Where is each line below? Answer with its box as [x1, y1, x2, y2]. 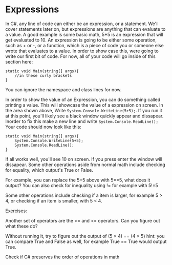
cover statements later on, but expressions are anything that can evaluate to [5, 26, 166, 32]
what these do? [5, 223, 38, 229]
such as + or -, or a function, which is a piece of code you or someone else [5, 42, 164, 48]
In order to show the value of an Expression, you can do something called [5, 96, 161, 103]
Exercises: [5, 208, 27, 214]
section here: [5, 58, 33, 65]
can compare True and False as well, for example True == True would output [5, 238, 167, 244]
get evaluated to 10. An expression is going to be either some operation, [5, 37, 157, 43]
